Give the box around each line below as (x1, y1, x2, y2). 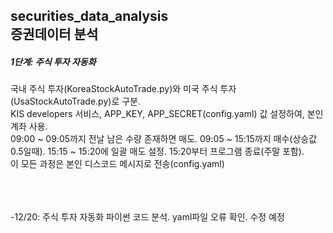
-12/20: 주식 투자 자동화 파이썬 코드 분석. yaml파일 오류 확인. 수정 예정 (10, 211, 285, 223)
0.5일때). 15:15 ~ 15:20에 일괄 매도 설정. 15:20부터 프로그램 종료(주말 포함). (10, 145, 305, 158)
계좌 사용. (10, 120, 48, 133)
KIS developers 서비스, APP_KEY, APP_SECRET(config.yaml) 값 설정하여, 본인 (10, 108, 324, 120)
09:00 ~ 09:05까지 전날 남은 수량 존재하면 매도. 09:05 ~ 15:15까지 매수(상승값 (10, 133, 318, 145)
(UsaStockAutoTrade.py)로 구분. (10, 95, 141, 108)
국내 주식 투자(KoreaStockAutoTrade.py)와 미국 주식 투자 (10, 83, 237, 95)
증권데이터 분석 (10, 26, 99, 43)
